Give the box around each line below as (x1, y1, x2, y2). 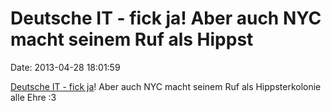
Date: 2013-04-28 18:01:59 (10, 61, 121, 73)
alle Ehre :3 (10, 91, 57, 103)
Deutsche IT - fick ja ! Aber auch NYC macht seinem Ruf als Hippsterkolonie (10, 80, 322, 92)
